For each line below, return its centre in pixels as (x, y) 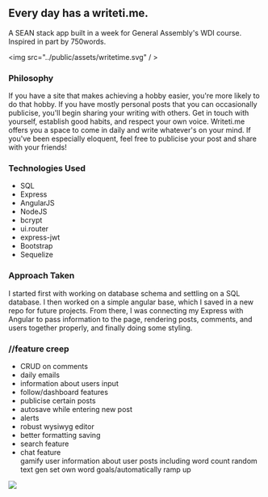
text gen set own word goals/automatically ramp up (105, 469)
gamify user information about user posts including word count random (139, 461)
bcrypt (31, 220)
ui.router (34, 229)
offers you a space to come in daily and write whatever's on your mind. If (130, 130)
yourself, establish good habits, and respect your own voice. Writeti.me (127, 121)
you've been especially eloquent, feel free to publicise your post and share (132, 139)
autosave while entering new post (76, 409)
